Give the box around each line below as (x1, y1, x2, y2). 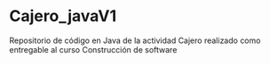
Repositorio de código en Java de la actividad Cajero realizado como (9, 35, 261, 46)
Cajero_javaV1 (9, 6, 117, 26)
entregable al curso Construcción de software (9, 44, 178, 54)
